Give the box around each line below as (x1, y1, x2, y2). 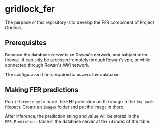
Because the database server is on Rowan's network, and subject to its (5, 52, 147, 57)
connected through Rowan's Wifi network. (5, 62, 90, 68)
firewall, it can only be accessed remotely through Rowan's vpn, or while (5, 57, 151, 63)
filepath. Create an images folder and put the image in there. (5, 104, 124, 110)
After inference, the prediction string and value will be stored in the (5, 113, 140, 119)
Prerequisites (5, 39, 47, 47)
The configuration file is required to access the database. (5, 72, 120, 77)
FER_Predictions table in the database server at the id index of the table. (5, 118, 151, 124)
